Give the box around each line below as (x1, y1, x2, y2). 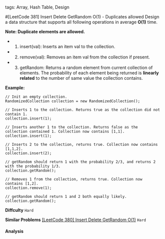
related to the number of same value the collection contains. (19, 75, 143, 81)
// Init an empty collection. (5, 94, 68, 99)
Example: (5, 85, 25, 91)
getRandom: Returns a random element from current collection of (19, 64, 153, 70)
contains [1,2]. (5, 181, 39, 186)
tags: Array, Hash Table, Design (5, 4, 70, 10)
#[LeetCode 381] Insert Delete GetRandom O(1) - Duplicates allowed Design (5, 14, 160, 19)
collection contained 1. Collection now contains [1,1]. (5, 129, 125, 134)
